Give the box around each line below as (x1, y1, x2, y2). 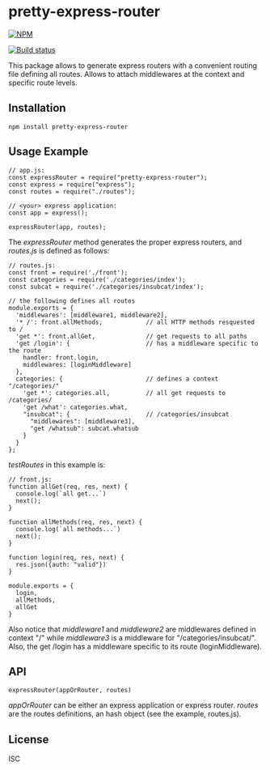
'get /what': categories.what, (23, 403, 129, 411)
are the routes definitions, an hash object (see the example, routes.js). (8, 709, 242, 719)
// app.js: (8, 166, 45, 174)
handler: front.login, (23, 353, 99, 362)
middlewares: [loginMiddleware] (23, 360, 132, 368)
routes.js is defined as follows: (8, 245, 110, 255)
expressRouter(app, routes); (8, 223, 107, 231)
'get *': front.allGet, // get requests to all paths (15, 332, 248, 340)
